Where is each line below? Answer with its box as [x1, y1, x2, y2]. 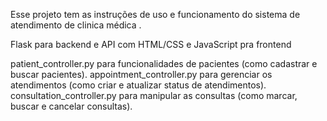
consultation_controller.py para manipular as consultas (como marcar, [10, 90, 298, 101]
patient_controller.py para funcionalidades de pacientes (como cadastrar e [10, 58, 318, 69]
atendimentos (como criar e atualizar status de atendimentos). [10, 79, 267, 91]
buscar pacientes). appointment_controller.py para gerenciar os [10, 69, 273, 80]
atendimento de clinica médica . [10, 19, 142, 31]
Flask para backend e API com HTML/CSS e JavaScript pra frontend [10, 39, 292, 50]
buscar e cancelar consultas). [10, 100, 133, 112]
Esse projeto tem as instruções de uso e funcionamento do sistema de [10, 9, 301, 20]
